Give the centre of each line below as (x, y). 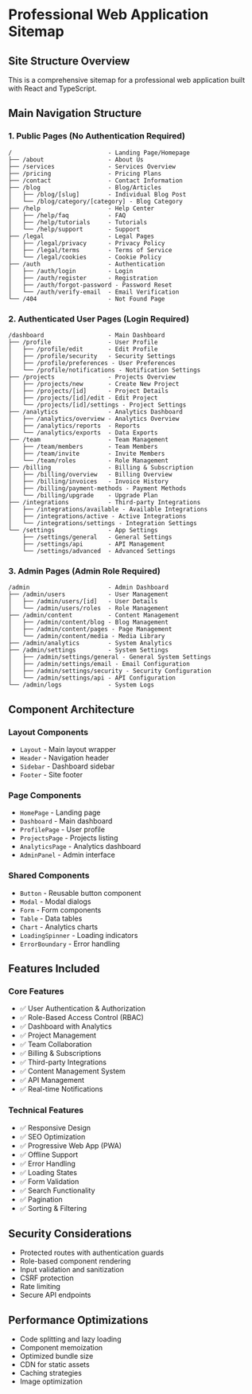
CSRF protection (47, 1278)
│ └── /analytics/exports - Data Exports (83, 432)
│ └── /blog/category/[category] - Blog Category (95, 201)
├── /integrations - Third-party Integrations (105, 502)
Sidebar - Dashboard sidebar (67, 766)
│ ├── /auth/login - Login (71, 271)
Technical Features (46, 1110)
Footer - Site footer (51, 774)
